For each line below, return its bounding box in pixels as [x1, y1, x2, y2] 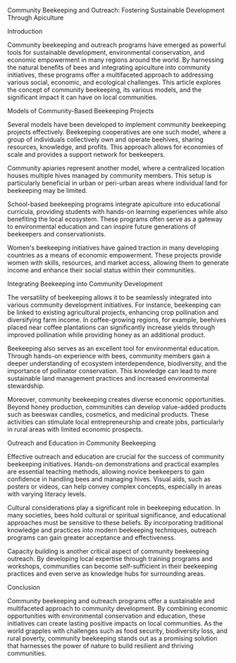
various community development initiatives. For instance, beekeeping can [7, 301, 221, 309]
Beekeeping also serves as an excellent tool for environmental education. [7, 344, 220, 353]
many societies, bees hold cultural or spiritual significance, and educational [7, 511, 227, 519]
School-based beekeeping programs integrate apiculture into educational [7, 200, 221, 208]
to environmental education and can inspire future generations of [7, 222, 197, 231]
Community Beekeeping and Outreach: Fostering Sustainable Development [7, 6, 225, 14]
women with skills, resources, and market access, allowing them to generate [7, 258, 229, 267]
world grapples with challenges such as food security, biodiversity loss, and [7, 626, 228, 635]
